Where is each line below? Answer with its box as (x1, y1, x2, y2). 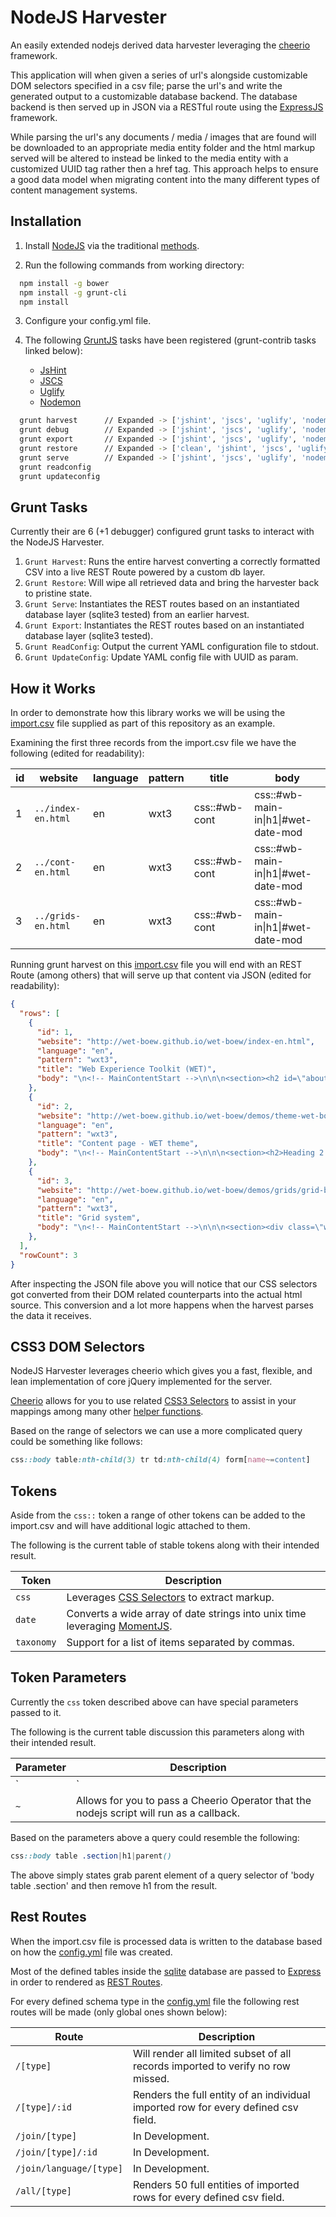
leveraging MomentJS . (66, 1619, 173, 1633)
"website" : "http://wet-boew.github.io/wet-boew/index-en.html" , (36, 1036, 315, 1046)
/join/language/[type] (15, 2162, 123, 2174)
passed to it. (10, 1706, 62, 1718)
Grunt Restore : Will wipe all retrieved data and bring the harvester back (24, 577, 320, 589)
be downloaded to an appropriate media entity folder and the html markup (10, 141, 316, 153)
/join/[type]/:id (15, 2146, 98, 2158)
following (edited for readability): (10, 747, 145, 760)
